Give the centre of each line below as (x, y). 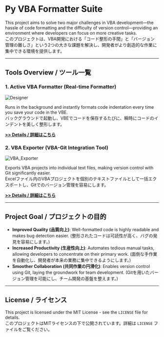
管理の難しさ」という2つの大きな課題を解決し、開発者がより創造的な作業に (81, 45)
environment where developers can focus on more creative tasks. (71, 33)
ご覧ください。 (37, 329)
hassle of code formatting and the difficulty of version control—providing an (82, 27)
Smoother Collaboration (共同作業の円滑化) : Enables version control (81, 266)
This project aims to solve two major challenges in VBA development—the (79, 23)
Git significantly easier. (28, 173)
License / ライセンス (36, 300)
